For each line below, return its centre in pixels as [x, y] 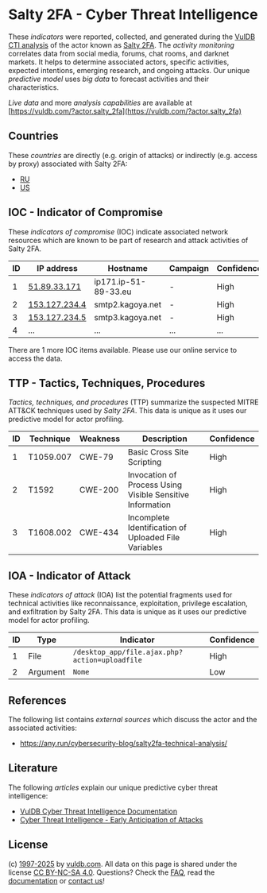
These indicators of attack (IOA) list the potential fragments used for [120, 595]
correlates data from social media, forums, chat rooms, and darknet [119, 53]
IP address [57, 268]
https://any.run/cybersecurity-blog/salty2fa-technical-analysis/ [124, 743]
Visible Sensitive [158, 495]
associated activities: [43, 728]
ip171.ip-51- [120, 281]
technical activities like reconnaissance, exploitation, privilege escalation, [128, 603]
